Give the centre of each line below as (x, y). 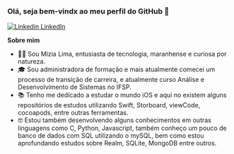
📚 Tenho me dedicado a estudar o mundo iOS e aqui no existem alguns (122, 95)
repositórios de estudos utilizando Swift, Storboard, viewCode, (109, 105)
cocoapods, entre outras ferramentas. (73, 113)
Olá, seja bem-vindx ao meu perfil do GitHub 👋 (88, 11)
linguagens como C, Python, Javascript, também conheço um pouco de (122, 128)
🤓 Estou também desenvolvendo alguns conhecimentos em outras (115, 120)
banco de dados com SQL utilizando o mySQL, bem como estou (111, 136)
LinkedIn (53, 27)
